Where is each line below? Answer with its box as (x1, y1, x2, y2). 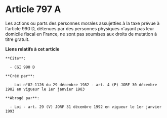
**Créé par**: (5, 73, 35, 79)
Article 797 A (5, 4, 61, 15)
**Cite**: (5, 55, 26, 61)
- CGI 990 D (10, 65, 35, 70)
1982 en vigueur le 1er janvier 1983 (5, 87, 85, 92)
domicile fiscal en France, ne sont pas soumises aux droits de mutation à (5, 31, 157, 37)
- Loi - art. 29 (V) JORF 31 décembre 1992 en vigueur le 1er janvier (10, 104, 162, 109)
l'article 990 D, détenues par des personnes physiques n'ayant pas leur (5, 25, 154, 31)
